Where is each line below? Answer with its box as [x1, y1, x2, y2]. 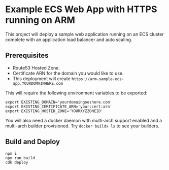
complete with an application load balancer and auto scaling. [5, 37, 132, 43]
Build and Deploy [5, 138, 60, 146]
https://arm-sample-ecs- [72, 76, 124, 82]
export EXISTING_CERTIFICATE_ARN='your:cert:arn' [5, 104, 113, 109]
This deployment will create [12, 75, 71, 82]
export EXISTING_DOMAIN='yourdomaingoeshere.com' [5, 99, 113, 105]
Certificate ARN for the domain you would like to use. [12, 70, 124, 76]
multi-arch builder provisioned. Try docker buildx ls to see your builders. [5, 123, 160, 129]
